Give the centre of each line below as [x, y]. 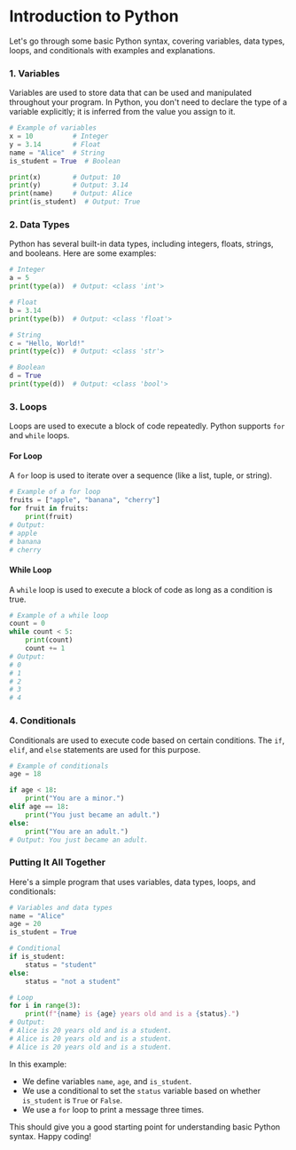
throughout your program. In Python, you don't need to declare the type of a [148, 102]
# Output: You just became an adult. [79, 840]
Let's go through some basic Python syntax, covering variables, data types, [147, 41]
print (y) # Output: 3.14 [69, 185]
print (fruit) [49, 517]
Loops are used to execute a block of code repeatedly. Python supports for [147, 426]
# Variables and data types [61, 907]
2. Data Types [39, 225]
